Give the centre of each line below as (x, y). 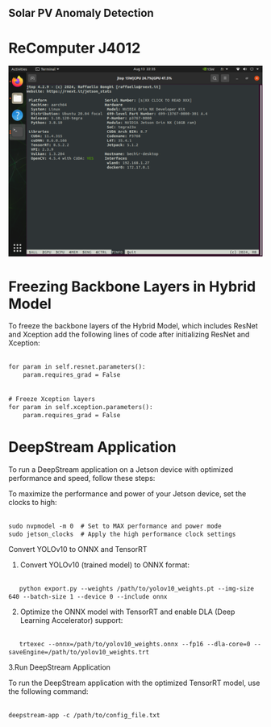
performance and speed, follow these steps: (82, 478)
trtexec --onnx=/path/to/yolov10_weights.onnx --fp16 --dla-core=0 (135, 645)
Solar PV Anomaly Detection (81, 13)
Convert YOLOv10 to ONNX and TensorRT (78, 549)
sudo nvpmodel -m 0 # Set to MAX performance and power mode (115, 526)
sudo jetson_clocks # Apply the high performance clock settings (122, 535)
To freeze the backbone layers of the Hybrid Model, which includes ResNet (133, 326)
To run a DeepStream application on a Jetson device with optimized (121, 470)
